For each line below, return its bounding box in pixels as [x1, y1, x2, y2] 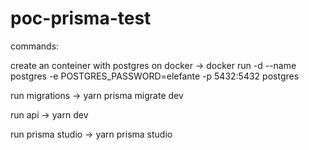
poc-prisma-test [10, 7, 152, 30]
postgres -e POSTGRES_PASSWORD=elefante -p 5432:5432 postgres [10, 70, 300, 82]
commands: [10, 40, 60, 52]
